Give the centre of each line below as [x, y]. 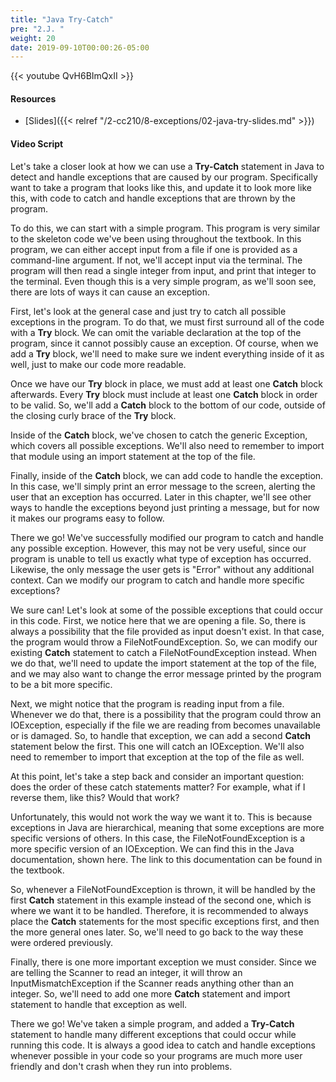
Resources [33, 98]
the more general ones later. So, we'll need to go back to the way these [157, 932]
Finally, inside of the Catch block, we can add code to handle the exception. [167, 475]
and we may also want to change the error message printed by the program [166, 673]
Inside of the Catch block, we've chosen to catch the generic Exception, [159, 435]
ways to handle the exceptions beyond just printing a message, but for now [165, 507]
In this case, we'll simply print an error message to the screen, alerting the [163, 486]
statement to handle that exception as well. [99, 1004]
